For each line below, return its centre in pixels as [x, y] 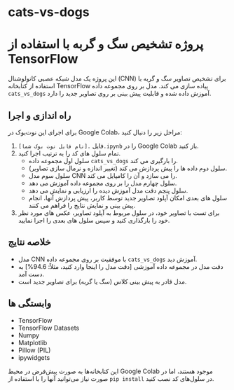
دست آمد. [31, 274]
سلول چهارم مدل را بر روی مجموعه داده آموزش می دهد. [103, 183]
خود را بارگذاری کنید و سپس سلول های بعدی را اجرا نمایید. [94, 220]
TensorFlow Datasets [49, 328]
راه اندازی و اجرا [40, 115]
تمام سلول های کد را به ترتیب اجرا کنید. [69, 153]
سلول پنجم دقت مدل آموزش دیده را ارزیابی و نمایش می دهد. [108, 190]
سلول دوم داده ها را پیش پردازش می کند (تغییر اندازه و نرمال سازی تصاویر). [128, 168]
